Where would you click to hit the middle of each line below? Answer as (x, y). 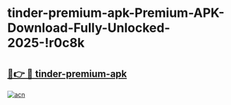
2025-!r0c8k (46, 43)
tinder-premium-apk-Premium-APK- (116, 13)
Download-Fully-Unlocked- (89, 28)
